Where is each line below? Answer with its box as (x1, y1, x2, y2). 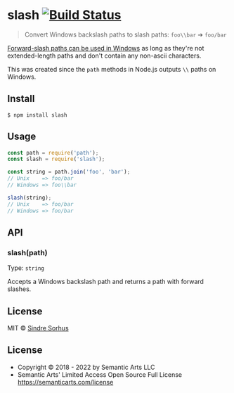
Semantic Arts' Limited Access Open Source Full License (17, 370, 183, 379)
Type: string (7, 264, 44, 272)
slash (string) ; (7, 194, 52, 201)
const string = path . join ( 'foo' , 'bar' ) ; (7, 169, 131, 176)
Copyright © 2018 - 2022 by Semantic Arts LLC (17, 363, 156, 371)
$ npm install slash (7, 111, 68, 119)
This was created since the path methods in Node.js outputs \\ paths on (7, 65, 216, 73)
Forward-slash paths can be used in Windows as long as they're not (7, 44, 204, 52)
